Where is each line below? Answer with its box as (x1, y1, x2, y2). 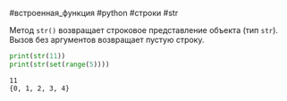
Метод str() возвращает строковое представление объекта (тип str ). (9, 25, 279, 35)
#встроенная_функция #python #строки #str (9, 8, 179, 18)
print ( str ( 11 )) (9, 52, 66, 61)
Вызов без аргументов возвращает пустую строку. (9, 35, 205, 45)
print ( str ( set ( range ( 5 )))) (9, 60, 110, 69)
